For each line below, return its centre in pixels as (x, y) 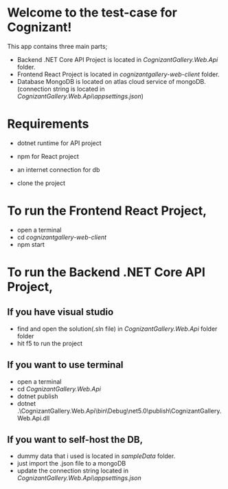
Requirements (48, 124)
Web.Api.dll (33, 418)
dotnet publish (37, 396)
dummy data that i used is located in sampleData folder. (96, 456)
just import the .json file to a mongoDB (71, 464)
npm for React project (48, 156)
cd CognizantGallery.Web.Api (59, 389)
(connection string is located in (61, 89)
